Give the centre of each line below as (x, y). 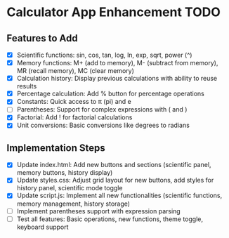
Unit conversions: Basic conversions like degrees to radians (103, 125)
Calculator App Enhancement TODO (113, 12)
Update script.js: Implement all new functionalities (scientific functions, (119, 196)
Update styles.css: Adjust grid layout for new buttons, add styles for (115, 180)
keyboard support (42, 227)
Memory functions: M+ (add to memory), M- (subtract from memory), (117, 63)
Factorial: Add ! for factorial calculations (74, 117)
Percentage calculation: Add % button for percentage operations (110, 94)
